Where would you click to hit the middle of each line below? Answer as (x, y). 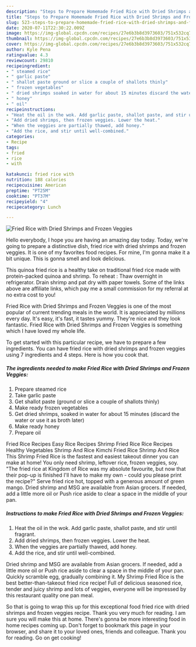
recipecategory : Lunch (34, 207)
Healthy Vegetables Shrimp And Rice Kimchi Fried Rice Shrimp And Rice (93, 450)
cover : (14, 44)
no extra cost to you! (31, 295)
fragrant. (25, 534)
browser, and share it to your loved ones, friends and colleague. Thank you (96, 632)
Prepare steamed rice (41, 389)
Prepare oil (27, 433)
